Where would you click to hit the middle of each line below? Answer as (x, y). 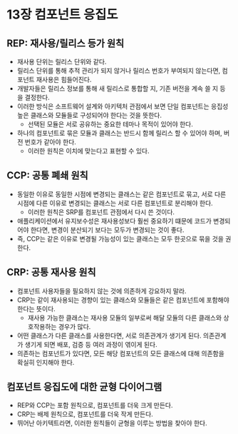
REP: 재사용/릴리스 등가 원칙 (66, 43)
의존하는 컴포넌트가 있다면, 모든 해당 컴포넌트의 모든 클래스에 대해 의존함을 (121, 353)
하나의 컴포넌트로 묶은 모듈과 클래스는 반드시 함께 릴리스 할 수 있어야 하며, (119, 133)
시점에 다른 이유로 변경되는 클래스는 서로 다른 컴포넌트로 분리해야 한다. (115, 203)
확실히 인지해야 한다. (46, 362)
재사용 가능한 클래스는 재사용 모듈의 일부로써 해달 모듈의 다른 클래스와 (125, 318)
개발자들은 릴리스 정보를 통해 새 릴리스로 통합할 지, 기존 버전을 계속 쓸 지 (118, 89)
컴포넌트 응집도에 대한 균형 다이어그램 (84, 387)
